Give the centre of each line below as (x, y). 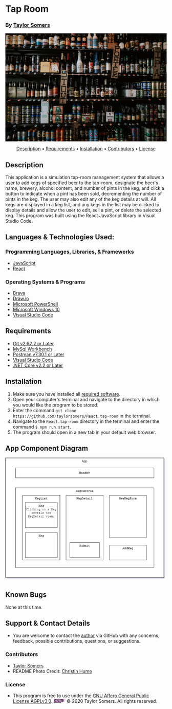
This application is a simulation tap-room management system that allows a (85, 177)
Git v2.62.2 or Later (33, 343)
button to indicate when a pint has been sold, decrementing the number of (84, 193)
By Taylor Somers (28, 25)
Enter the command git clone (45, 410)
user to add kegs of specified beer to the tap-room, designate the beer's (82, 183)
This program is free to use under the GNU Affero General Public (81, 696)
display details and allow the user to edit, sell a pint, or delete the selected (83, 210)
